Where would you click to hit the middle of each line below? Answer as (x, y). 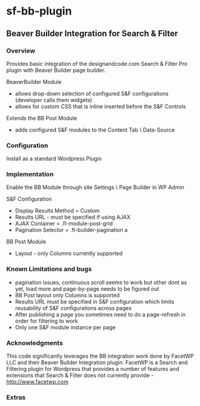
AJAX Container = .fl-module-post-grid (64, 224)
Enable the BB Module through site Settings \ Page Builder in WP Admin (95, 187)
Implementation (30, 175)
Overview (21, 51)
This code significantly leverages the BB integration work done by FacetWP (100, 356)
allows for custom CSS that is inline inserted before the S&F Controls (100, 106)
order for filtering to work (47, 321)
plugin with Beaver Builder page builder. (56, 70)
